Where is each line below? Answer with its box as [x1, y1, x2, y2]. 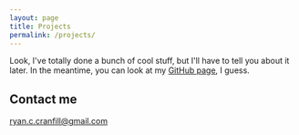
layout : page [9, 13, 59, 23]
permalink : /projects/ [9, 30, 96, 39]
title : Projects [9, 22, 71, 31]
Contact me [9, 91, 77, 107]
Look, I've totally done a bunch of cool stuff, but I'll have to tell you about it [9, 56, 290, 67]
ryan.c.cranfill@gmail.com [9, 116, 108, 127]
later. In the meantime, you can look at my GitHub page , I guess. [9, 65, 251, 76]
